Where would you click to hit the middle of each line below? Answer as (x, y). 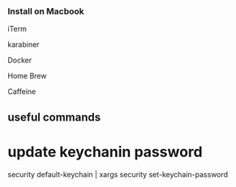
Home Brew (27, 76)
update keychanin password (105, 152)
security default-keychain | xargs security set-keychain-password (118, 174)
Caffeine (22, 91)
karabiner (24, 45)
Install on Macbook (46, 11)
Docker (20, 60)
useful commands (54, 117)
